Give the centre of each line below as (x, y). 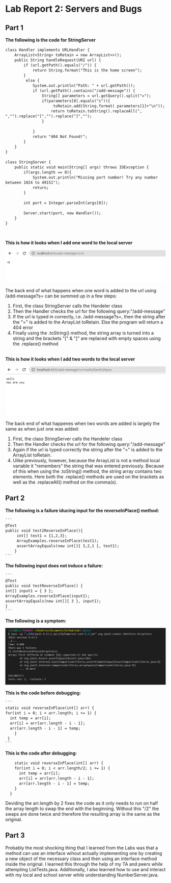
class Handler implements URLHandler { (48, 50)
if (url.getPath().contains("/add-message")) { (84, 91)
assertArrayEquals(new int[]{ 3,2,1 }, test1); (68, 546)
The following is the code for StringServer (50, 40)
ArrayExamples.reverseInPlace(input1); (48, 596)
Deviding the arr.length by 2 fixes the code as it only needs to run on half (82, 803)
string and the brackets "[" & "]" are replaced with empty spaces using (87, 338)
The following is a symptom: (36, 621)
